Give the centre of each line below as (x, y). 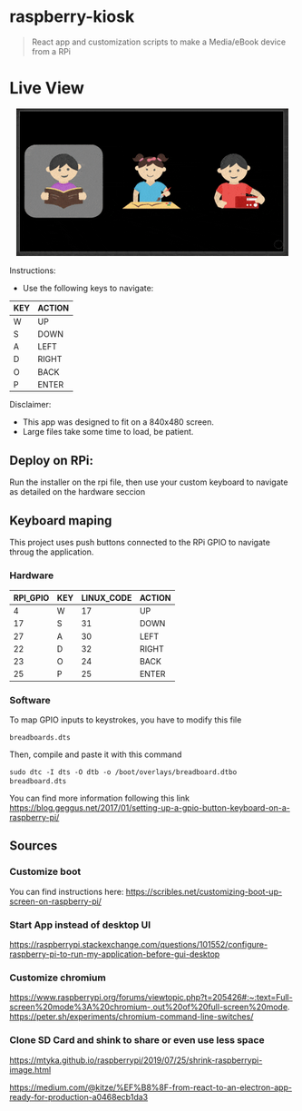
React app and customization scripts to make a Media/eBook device (159, 42)
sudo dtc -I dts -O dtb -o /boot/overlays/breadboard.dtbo (123, 772)
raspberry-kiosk (72, 17)
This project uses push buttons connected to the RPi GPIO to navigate (140, 542)
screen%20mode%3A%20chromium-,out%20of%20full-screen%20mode (149, 1007)
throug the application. (52, 552)
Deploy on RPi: (51, 460)
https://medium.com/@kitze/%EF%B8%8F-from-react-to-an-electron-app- (151, 1087)
